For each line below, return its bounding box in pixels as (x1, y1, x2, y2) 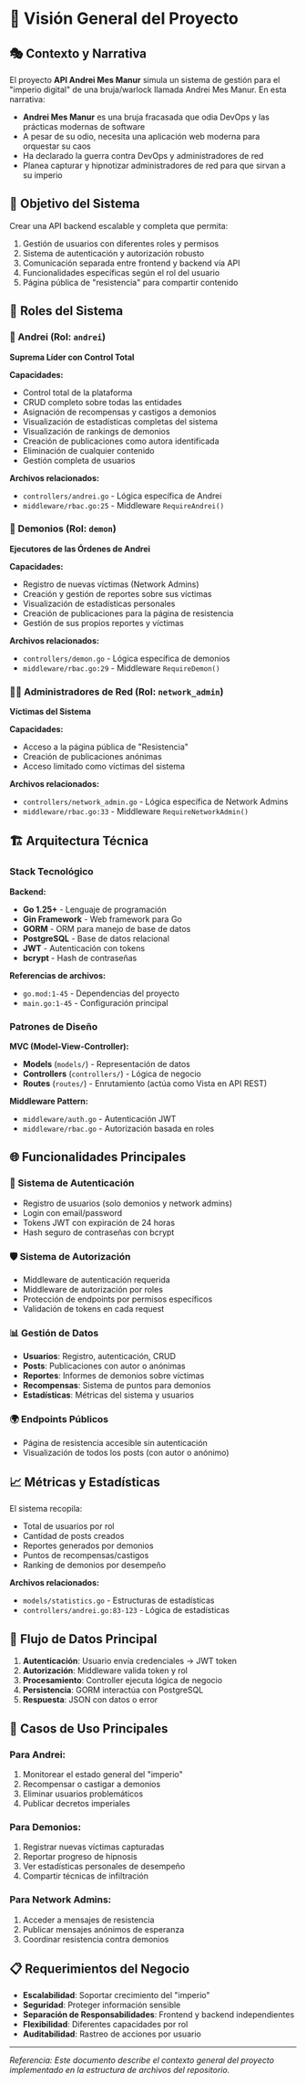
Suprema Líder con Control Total (9, 351, 135, 362)
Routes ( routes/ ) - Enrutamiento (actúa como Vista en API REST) (22, 1078, 268, 1089)
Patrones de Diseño (9, 1020, 98, 1032)
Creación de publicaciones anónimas (22, 751, 162, 762)
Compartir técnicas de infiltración (22, 1870, 148, 1881)
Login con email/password (22, 1207, 123, 1218)
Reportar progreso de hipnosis (22, 1851, 138, 1862)
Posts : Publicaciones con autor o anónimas (22, 1360, 186, 1372)
